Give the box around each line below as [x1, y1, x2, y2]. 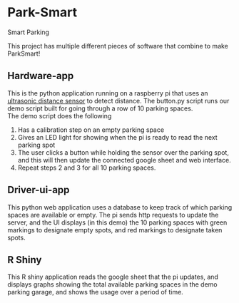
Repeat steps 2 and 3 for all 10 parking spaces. [17, 163, 156, 172]
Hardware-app [7, 70, 74, 82]
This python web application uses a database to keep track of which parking [7, 202, 233, 211]
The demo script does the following [7, 111, 112, 120]
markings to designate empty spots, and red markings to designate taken [7, 225, 223, 234]
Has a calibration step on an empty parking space [17, 125, 165, 134]
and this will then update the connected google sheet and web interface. [17, 155, 232, 164]
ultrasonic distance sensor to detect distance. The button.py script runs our [7, 96, 230, 105]
